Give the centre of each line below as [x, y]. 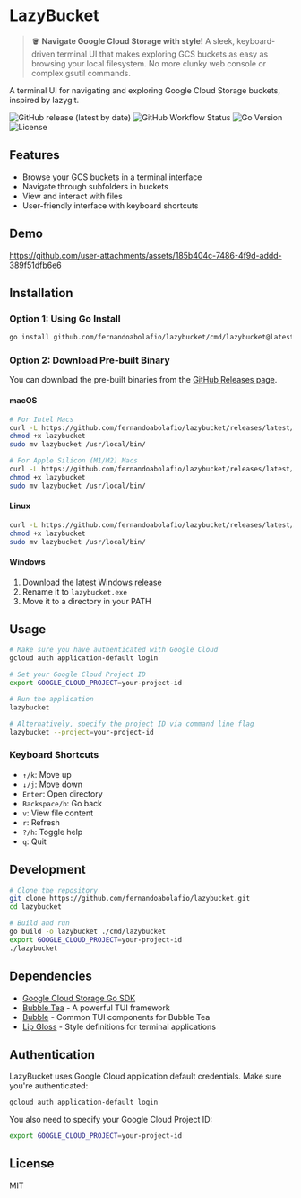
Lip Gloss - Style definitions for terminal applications [119, 1026]
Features [34, 155]
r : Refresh [41, 822]
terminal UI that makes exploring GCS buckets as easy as [163, 54]
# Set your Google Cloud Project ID [77, 674]
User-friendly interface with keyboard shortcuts [110, 205]
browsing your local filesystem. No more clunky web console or [149, 63]
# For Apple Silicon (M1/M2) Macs [74, 461]
